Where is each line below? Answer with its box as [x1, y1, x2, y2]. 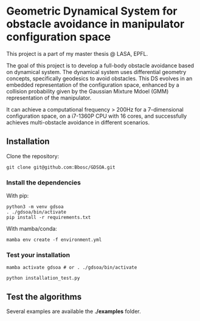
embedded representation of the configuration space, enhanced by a [6, 81, 179, 89]
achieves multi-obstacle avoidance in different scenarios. [6, 118, 150, 126]
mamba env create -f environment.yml [6, 237, 102, 243]
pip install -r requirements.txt [6, 214, 91, 221]
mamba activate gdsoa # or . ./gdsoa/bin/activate [6, 265, 137, 271]
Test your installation [6, 251, 71, 259]
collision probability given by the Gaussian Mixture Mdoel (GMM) [6, 87, 169, 95]
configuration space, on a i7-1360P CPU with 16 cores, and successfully [6, 112, 187, 120]
